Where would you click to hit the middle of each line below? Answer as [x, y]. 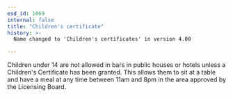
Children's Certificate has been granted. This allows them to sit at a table [112, 72]
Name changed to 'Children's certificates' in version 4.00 [102, 39]
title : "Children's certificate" [56, 26]
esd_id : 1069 [26, 13]
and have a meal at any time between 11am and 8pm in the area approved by [117, 79]
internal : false [31, 20]
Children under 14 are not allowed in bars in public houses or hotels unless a [116, 65]
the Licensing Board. [37, 87]
